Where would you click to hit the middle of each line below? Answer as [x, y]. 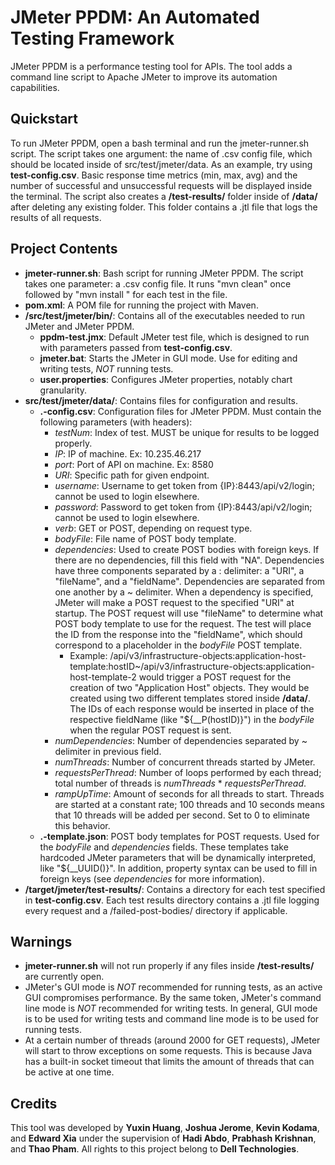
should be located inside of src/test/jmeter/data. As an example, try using [161, 164]
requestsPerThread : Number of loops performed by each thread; [188, 772]
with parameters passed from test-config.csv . [136, 347]
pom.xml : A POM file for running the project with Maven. [141, 305]
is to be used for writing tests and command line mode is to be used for [172, 1019]
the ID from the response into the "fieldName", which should [178, 634]
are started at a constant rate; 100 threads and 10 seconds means [189, 804]
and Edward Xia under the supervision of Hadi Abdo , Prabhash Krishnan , [163, 1138]
